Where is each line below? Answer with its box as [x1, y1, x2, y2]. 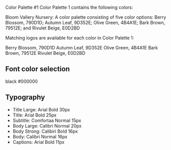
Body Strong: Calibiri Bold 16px [12, 128, 78, 134]
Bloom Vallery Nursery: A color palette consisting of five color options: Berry [5, 14, 166, 20]
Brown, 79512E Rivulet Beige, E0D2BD [5, 50, 86, 56]
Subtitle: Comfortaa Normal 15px [12, 117, 82, 124]
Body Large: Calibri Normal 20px [12, 123, 82, 129]
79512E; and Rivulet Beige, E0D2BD [5, 25, 80, 31]
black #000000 [5, 78, 38, 84]
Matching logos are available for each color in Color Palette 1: [5, 35, 134, 41]
